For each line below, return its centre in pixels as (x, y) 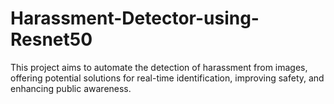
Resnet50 (51, 39)
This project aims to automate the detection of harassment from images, (159, 67)
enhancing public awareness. (71, 88)
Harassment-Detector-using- (135, 18)
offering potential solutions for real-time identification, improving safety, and (167, 78)
